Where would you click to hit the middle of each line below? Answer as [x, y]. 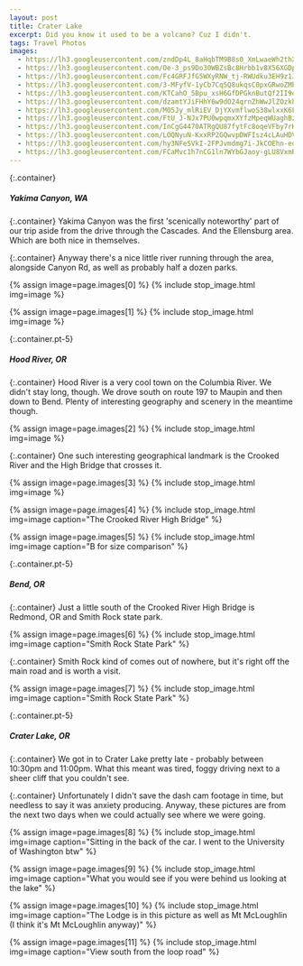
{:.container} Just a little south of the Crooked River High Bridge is [132, 607]
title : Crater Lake [46, 26]
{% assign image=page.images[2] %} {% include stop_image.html [132, 428]
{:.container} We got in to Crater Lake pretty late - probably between [137, 759]
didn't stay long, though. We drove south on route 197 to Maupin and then [146, 391]
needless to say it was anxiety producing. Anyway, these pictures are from [148, 805]
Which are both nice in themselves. [75, 240]
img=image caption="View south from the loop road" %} [115, 952]
